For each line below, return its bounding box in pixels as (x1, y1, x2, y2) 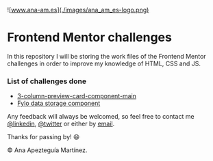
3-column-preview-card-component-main (16, 92, 137, 100)
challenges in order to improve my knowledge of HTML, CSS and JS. (7, 59, 201, 68)
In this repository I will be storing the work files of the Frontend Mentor (7, 52, 207, 60)
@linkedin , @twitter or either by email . (7, 119, 115, 128)
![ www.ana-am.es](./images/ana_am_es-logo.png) (7, 6, 149, 14)
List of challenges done (7, 76, 87, 86)
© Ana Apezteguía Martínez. (7, 146, 88, 154)
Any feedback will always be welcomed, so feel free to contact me (7, 113, 195, 121)
